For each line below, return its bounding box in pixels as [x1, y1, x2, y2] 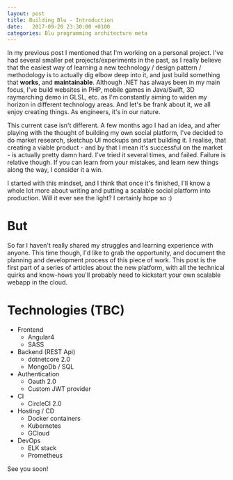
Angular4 [27, 333, 54, 342]
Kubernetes [27, 422, 61, 430]
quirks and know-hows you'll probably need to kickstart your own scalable [7, 271, 221, 279]
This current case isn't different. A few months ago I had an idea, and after [7, 121, 220, 129]
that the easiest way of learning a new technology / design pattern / [7, 63, 202, 72]
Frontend [17, 326, 44, 334]
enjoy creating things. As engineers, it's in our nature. [7, 108, 161, 116]
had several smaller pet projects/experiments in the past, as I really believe [7, 56, 221, 65]
